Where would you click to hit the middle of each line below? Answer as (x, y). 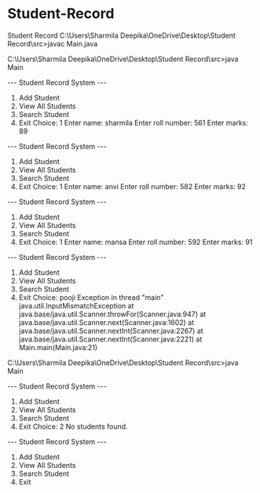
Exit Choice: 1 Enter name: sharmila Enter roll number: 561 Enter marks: (133, 122)
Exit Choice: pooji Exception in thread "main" (91, 297)
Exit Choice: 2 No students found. (73, 426)
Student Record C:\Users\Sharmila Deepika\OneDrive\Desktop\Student (122, 35)
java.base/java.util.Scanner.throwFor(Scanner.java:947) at (112, 314)
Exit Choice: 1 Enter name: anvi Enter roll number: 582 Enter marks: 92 (132, 186)
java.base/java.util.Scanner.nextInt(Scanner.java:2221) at (110, 339)
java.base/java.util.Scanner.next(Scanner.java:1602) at (106, 322)
